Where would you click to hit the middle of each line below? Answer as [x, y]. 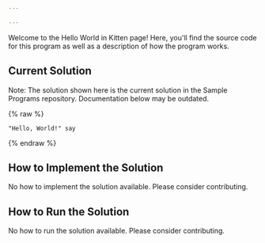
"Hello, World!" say [42, 128]
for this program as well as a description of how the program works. [119, 46]
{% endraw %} [32, 142]
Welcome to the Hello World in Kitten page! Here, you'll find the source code [132, 37]
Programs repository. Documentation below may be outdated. [109, 98]
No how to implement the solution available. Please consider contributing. [128, 187]
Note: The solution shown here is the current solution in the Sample [118, 90]
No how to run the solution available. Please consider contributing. [117, 231]
